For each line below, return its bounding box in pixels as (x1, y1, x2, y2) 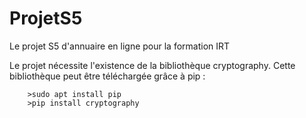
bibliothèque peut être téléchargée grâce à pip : (9, 70, 206, 82)
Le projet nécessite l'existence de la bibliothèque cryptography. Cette (9, 59, 296, 71)
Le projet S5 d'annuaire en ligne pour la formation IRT (9, 40, 231, 52)
